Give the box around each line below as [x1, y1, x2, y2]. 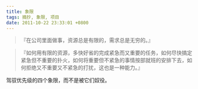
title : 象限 [6, 8, 34, 15]
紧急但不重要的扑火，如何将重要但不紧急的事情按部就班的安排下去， [20, 57, 187, 64]
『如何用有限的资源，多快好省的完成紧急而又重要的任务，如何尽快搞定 [20, 49, 193, 56]
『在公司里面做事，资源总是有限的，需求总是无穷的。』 [20, 37, 154, 44]
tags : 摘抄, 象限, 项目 [6, 14, 59, 20]
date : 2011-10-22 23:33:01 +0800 [6, 20, 89, 26]
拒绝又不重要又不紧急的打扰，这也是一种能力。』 [25, 64, 143, 71]
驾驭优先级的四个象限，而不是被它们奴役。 [6, 77, 110, 84]
